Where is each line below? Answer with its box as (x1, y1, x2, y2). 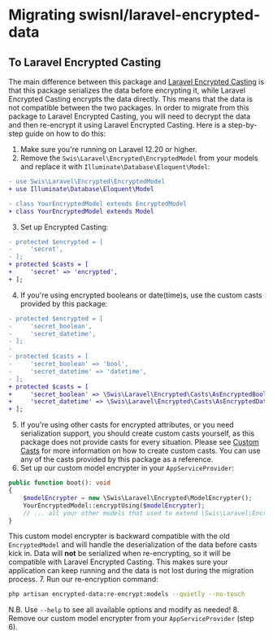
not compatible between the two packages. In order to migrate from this (8, 103, 249, 112)
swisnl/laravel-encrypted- (78, 6, 261, 24)
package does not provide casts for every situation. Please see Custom (19, 437, 260, 447)
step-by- (227, 120, 258, 129)
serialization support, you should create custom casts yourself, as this (19, 428, 254, 438)
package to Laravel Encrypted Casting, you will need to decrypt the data (8, 111, 251, 121)
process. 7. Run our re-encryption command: (8, 575, 158, 585)
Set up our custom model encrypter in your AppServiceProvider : (19, 463, 234, 473)
